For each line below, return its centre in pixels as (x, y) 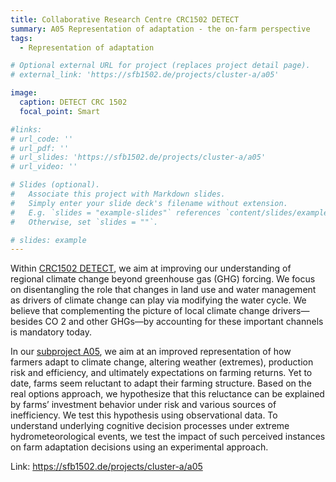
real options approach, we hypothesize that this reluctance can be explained (167, 394)
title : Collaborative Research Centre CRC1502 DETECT (125, 19)
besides (26, 322)
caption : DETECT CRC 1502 (73, 102)
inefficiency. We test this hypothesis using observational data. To (144, 415)
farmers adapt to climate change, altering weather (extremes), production (162, 362)
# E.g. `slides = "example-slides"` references (116, 212)
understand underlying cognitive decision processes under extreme (150, 426)
